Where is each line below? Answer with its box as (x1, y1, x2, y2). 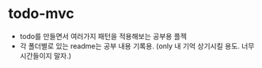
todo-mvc (8, 5, 74, 23)
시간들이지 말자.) (19, 51, 72, 60)
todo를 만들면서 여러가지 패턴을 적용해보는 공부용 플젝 (19, 31, 188, 41)
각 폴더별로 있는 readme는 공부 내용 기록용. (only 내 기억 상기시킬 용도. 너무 (19, 41, 255, 51)
